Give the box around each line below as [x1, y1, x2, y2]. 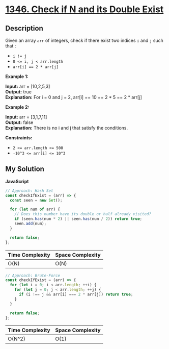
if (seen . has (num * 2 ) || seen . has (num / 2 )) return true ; [14, 216, 143, 221]
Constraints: [5, 135, 33, 141]
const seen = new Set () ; [10, 197, 63, 203]
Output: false [5, 119, 34, 126]
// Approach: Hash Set [5, 188, 53, 193]
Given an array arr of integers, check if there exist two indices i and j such [5, 37, 164, 43]
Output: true [5, 89, 32, 95]
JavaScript [5, 178, 29, 184]
